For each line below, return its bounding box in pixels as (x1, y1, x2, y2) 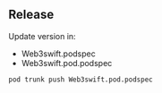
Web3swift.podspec (21, 48, 96, 59)
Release (8, 7, 55, 22)
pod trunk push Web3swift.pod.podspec (8, 75, 153, 84)
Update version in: (8, 30, 77, 41)
